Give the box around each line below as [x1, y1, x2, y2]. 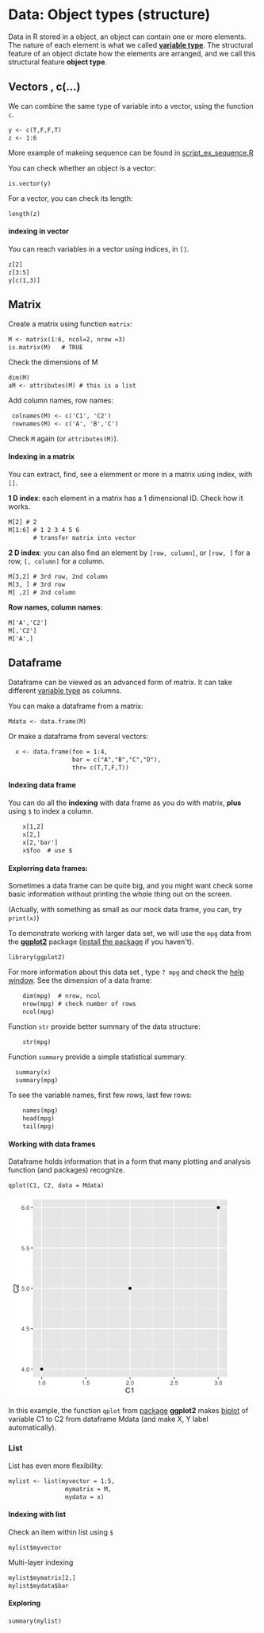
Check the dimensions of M [8, 357, 98, 367]
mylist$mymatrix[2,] [8, 1573, 77, 1581]
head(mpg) [22, 1115, 55, 1123]
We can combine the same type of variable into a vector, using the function [8, 101, 254, 110]
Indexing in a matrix [8, 452, 75, 461]
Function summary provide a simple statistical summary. [8, 1052, 186, 1061]
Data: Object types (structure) [8, 6, 211, 24]
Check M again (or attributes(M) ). [8, 433, 119, 443]
